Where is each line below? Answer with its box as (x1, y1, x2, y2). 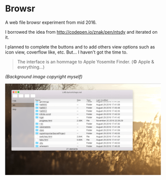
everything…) (17, 64, 45, 70)
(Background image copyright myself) (5, 73, 83, 79)
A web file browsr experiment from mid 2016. (5, 19, 97, 25)
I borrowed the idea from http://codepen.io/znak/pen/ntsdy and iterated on (5, 29, 158, 35)
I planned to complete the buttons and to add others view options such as (5, 44, 155, 50)
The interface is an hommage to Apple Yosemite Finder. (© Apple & (17, 59, 155, 64)
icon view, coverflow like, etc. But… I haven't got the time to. (5, 49, 127, 55)
